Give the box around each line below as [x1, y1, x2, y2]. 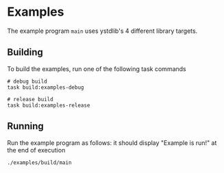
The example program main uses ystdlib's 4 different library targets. [7, 27, 198, 35]
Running [7, 120, 45, 132]
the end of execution [7, 146, 66, 154]
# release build [7, 96, 53, 103]
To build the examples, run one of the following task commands [7, 64, 186, 72]
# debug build [7, 78, 48, 85]
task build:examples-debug [7, 83, 84, 91]
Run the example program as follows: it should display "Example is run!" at [7, 138, 217, 147]
